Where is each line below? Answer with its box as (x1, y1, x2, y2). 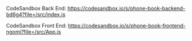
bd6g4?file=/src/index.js (6, 11, 66, 18)
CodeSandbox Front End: (6, 23, 67, 29)
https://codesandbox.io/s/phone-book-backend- (67, 5, 186, 12)
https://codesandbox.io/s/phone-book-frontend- (68, 23, 186, 29)
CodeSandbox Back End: (6, 5, 66, 12)
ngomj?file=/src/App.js (6, 28, 62, 35)
